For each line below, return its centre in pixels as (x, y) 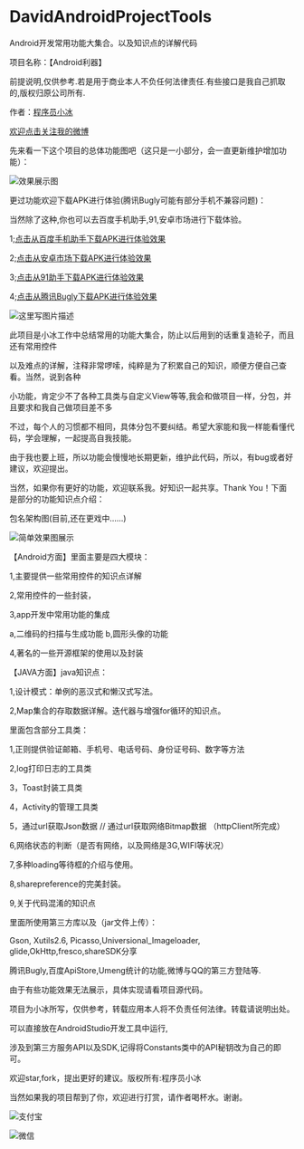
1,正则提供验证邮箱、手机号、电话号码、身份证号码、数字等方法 (127, 749)
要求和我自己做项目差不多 (65, 407)
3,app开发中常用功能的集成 (60, 614)
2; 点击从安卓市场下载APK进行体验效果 (81, 258)
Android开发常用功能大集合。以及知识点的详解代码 (103, 43)
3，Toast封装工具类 (46, 787)
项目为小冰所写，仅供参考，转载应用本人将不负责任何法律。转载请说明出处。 (152, 1009)
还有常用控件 (33, 346)
